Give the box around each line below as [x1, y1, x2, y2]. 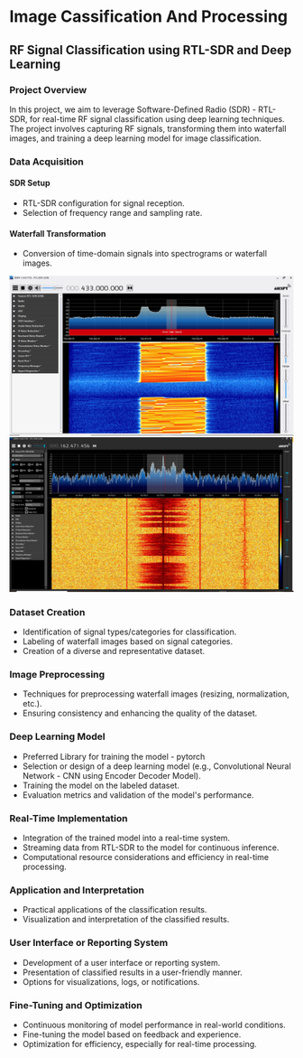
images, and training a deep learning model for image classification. [9, 133, 262, 144]
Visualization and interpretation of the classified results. [22, 914, 230, 925]
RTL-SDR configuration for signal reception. [22, 198, 185, 209]
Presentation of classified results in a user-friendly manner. [22, 967, 243, 978]
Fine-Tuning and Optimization [9, 998, 142, 1011]
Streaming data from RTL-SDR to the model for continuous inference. [22, 842, 280, 853]
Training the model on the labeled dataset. [22, 780, 180, 791]
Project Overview [9, 83, 87, 96]
